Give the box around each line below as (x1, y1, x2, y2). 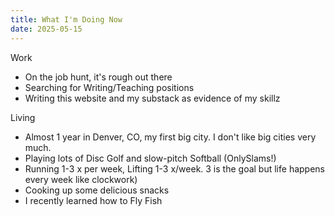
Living (10, 111, 36, 123)
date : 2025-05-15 (10, 24, 83, 34)
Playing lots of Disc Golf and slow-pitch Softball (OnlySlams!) (24, 152, 277, 164)
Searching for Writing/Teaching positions (24, 81, 195, 93)
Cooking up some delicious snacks (24, 184, 170, 196)
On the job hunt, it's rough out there (24, 71, 173, 83)
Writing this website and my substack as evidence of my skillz (24, 92, 281, 104)
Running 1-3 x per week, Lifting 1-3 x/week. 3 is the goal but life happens (24, 162, 325, 175)
